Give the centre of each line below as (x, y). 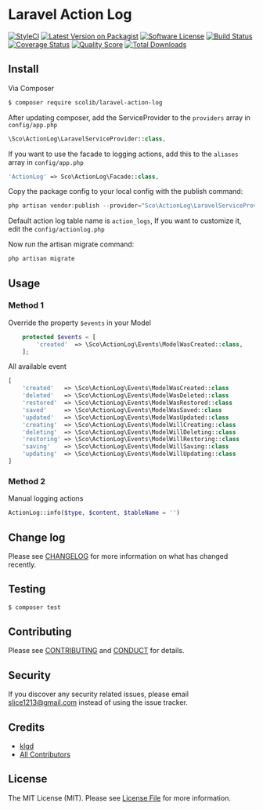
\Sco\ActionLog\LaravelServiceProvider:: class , (87, 139)
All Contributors (45, 754)
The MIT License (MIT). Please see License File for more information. (119, 797)
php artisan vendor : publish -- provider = (75, 206)
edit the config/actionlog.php (56, 229)
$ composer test (34, 607)
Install (23, 69)
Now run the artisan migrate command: (71, 244)
